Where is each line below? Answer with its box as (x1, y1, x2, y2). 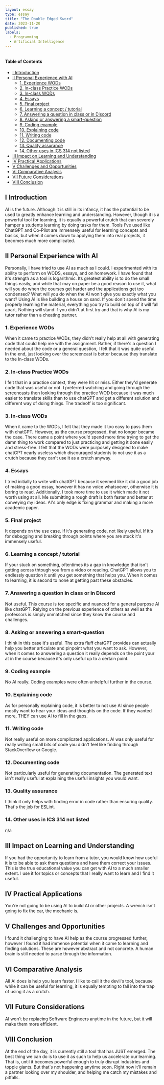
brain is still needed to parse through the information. (5, 951, 113, 957)
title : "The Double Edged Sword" (5, 16, 73, 21)
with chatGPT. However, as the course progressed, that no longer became (5, 429, 155, 435)
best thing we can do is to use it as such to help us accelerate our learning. (5, 1054, 157, 1059)
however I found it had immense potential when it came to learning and (5, 941, 148, 947)
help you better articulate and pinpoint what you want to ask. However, (5, 645, 148, 651)
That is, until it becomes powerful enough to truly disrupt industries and (5, 1058, 149, 1064)
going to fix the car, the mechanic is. (5, 908, 79, 914)
